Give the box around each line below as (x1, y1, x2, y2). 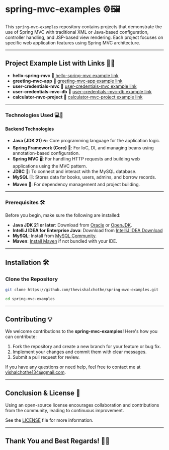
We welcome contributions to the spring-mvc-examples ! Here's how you (5, 328, 158, 334)
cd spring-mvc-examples (5, 296, 55, 301)
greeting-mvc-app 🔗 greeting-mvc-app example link (12, 78, 123, 84)
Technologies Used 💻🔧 (5, 111, 64, 119)
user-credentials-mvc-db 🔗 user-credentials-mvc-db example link (12, 88, 152, 94)
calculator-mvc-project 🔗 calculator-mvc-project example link (12, 94, 143, 100)
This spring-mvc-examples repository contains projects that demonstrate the (5, 23, 162, 30)
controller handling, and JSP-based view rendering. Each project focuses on (5, 34, 163, 40)
